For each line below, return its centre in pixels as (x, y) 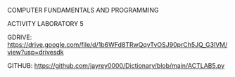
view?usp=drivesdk (36, 52)
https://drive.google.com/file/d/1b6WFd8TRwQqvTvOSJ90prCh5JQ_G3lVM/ (118, 44)
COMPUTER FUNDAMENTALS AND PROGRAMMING (83, 10)
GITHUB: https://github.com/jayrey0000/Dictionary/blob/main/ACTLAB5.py (116, 65)
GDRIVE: (20, 37)
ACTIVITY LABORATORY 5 (46, 23)
